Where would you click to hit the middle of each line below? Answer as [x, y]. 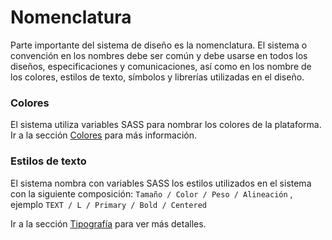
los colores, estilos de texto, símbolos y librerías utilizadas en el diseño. [157, 77]
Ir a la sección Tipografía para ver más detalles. [108, 223]
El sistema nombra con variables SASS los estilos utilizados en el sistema [161, 183]
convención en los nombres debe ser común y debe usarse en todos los [159, 55]
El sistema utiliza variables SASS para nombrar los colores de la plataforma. [166, 125]
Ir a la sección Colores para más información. [104, 135]
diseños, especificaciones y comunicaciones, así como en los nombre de [161, 66]
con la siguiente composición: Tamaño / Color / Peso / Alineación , [151, 193]
